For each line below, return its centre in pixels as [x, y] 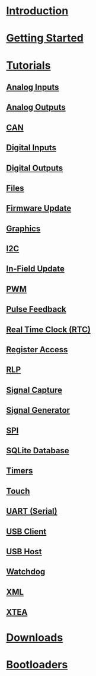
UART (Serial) [32, 511]
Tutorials [28, 65]
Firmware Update [39, 208]
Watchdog [26, 572]
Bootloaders [37, 665]
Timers [20, 471]
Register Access [37, 350]
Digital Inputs [31, 148]
